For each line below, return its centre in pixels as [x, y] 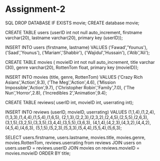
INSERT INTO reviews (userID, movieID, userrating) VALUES [66, 112]
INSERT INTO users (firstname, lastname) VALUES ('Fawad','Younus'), [76, 47]
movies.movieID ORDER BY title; [38, 153]
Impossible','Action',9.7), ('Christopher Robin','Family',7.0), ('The [70, 87]
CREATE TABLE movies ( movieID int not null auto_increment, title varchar [80, 62]
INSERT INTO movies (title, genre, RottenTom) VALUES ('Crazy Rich [74, 77]
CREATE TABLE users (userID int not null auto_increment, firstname [74, 32]
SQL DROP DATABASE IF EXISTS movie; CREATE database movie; [72, 23]
